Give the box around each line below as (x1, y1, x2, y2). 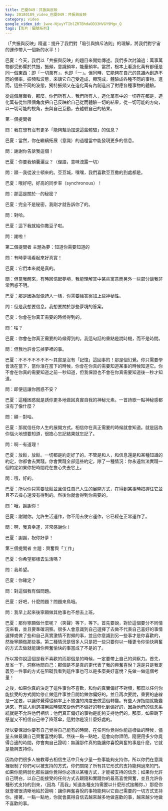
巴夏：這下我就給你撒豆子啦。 (5, 223, 66, 229)
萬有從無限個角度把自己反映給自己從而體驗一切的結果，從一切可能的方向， (9, 99, 163, 105)
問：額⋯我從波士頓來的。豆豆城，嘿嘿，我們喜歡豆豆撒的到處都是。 (5, 169, 145, 175)
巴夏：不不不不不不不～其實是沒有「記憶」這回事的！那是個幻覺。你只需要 (5, 357, 158, 363)
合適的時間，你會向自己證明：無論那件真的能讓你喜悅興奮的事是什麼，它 (9, 740, 158, 746)
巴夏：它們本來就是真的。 (5, 265, 58, 271)
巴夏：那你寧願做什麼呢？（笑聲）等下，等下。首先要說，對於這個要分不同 (5, 620, 158, 626)
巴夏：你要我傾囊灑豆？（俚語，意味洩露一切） (5, 159, 101, 165)
